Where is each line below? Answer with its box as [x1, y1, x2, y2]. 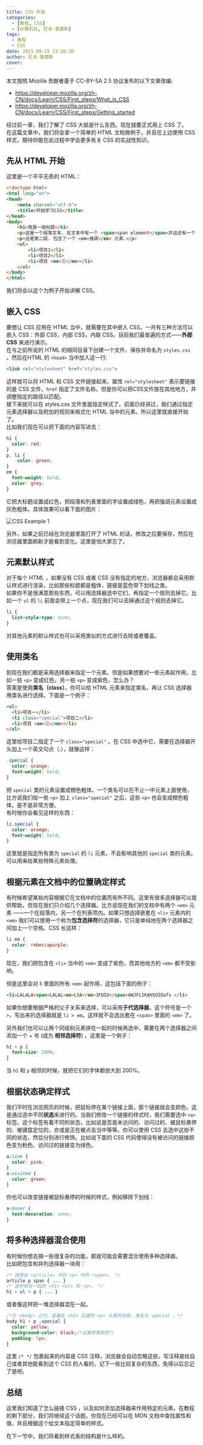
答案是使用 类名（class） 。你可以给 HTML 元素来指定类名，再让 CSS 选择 [6, 683, 187, 691]
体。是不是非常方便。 [6, 801, 59, 808]
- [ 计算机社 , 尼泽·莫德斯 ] [11, 25, 71, 32]
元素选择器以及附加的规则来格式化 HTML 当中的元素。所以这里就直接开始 [6, 407, 188, 415]
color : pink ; [11, 1159, 45, 1165]
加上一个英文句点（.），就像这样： [11, 745, 95, 753]
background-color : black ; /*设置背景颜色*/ [11, 1329, 115, 1336]
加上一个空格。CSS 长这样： [11, 924, 83, 931]
